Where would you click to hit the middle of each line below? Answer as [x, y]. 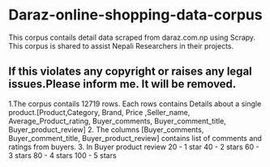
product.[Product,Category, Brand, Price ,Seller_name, [99, 112]
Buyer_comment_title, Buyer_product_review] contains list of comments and [135, 138]
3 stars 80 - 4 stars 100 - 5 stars [62, 155]
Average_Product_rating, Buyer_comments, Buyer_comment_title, [118, 121]
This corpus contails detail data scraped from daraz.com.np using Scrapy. [132, 37]
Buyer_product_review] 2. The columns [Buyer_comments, [106, 129]
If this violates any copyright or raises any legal [131, 72]
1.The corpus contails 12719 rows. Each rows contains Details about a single [135, 104]
